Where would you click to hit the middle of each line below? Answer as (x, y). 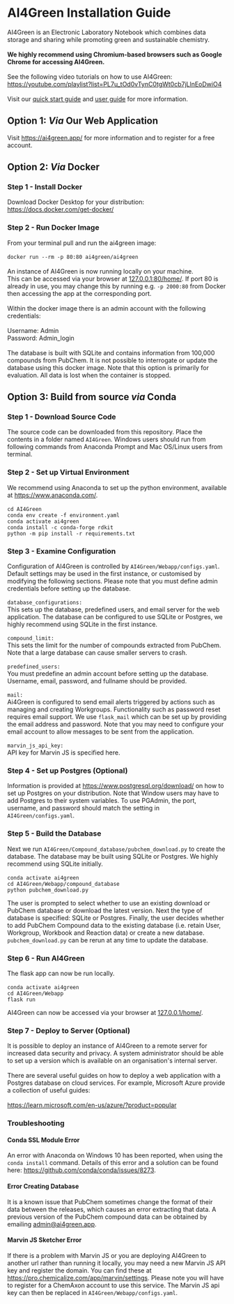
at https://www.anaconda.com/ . (53, 495)
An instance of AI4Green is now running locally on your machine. (100, 271)
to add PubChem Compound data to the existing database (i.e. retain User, (114, 925)
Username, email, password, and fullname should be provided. (97, 681)
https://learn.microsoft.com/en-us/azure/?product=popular (92, 1105)
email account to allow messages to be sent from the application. (101, 732)
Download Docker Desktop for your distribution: (76, 202)
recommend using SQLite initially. (55, 864)
